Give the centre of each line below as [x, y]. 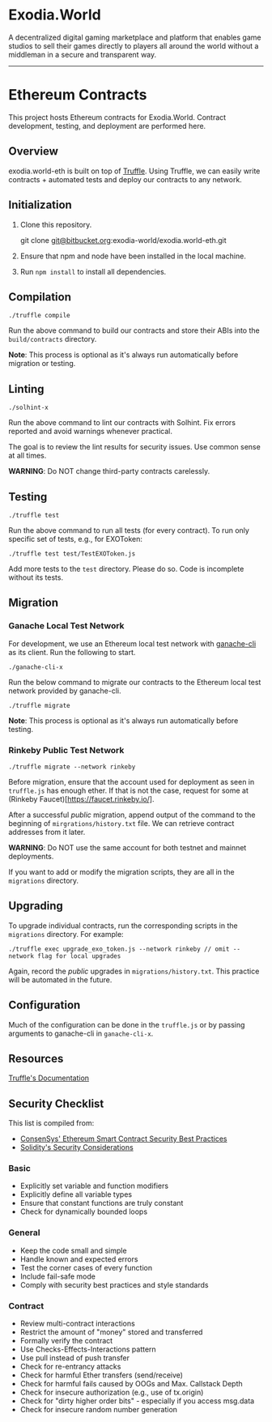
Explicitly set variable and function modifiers [94, 1186]
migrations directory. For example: [66, 934]
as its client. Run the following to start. [72, 652]
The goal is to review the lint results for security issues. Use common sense [134, 447]
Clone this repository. [56, 224]
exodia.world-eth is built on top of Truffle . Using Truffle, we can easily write [134, 171]
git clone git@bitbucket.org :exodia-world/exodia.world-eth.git [123, 240]
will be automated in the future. [60, 979]
